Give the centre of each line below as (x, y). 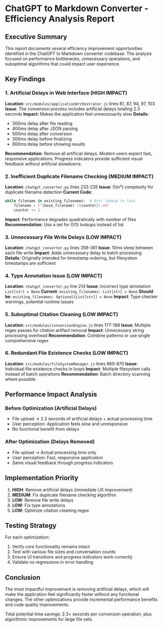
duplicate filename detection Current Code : (49, 192)
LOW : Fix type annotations (39, 505)
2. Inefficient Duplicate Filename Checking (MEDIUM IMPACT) (79, 176)
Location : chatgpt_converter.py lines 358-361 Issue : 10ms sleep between (79, 247)
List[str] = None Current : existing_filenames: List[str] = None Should (79, 292)
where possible (20, 379)
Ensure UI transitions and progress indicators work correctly (72, 557)
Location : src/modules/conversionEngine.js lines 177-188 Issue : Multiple (78, 325)
